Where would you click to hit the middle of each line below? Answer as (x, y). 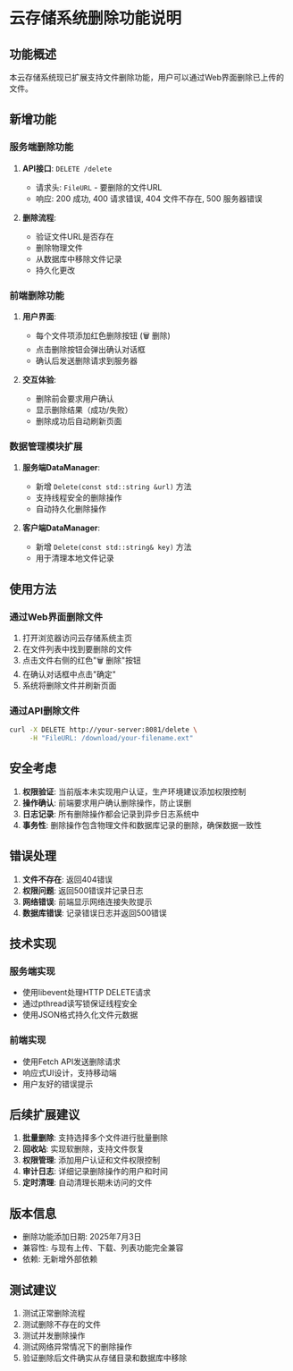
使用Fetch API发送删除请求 (71, 1062)
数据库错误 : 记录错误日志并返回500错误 (94, 912)
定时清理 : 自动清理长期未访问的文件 (87, 1182)
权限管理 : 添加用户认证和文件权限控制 (91, 1160)
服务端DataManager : (61, 468)
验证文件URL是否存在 (75, 236)
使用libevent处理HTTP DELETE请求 (87, 993)
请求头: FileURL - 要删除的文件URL (99, 187)
